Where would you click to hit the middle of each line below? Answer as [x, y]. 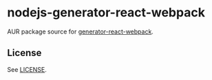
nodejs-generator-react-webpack [106, 13]
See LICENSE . [27, 69]
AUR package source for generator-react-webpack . [80, 31]
